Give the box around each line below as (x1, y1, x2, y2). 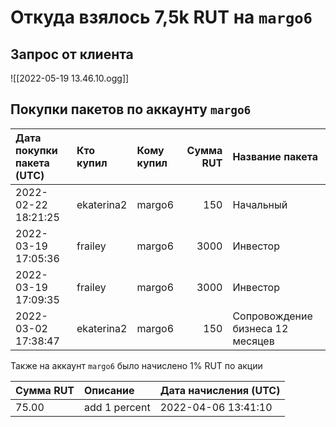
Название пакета (232, 149, 318, 163)
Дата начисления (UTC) (159, 383, 281, 397)
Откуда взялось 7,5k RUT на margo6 (10, 6, 313, 29)
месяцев (232, 334, 275, 348)
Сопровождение (232, 309, 313, 323)
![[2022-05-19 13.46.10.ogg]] (10, 72, 130, 84)
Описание (84, 383, 135, 397)
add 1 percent (84, 400, 151, 414)
